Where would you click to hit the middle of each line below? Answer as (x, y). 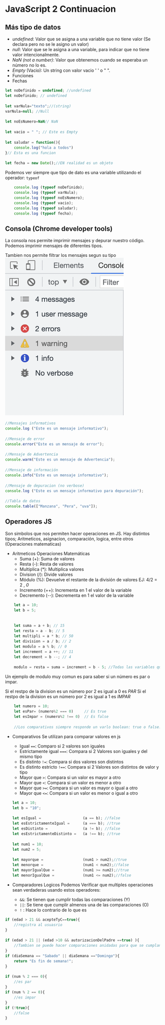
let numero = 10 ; (32, 706)
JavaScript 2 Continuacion (61, 9)
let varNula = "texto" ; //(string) (38, 106)
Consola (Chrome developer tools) (59, 229)
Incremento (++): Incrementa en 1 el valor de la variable (75, 590)
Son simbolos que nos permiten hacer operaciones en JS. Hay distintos (77, 533)
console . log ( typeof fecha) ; (44, 213)
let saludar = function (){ (33, 142)
